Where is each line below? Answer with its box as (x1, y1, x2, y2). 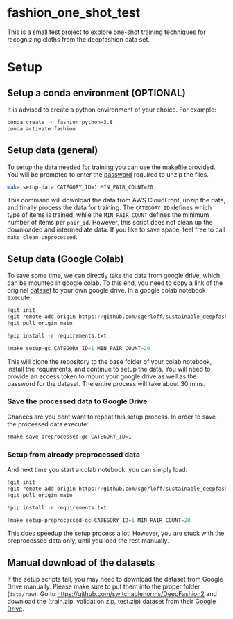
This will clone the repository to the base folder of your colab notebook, (7, 357, 212, 365)
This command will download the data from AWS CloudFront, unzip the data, (7, 196, 226, 204)
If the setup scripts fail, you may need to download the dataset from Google (7, 575, 223, 584)
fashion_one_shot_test (7, 5, 141, 21)
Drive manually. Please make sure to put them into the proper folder (7, 582, 200, 591)
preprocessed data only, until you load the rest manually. (7, 537, 169, 545)
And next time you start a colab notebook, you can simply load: (7, 466, 188, 474)
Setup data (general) (7, 144, 98, 157)
